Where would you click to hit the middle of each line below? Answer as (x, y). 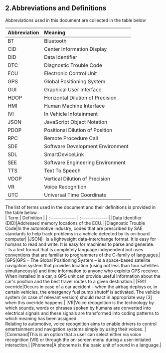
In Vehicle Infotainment (71, 114)
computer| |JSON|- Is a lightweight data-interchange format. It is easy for (81, 239)
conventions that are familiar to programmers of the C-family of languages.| (83, 255)
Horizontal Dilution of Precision (81, 98)
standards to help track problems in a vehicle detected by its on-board (78, 233)
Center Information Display (76, 49)
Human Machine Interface (75, 106)
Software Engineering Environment (85, 163)
